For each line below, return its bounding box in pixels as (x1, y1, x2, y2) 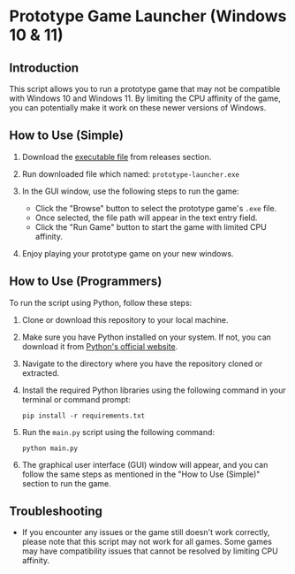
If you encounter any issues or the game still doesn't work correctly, (21, 527, 270, 538)
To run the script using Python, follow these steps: (9, 297, 193, 308)
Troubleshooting (9, 504, 103, 519)
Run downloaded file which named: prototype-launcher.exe (21, 168, 240, 179)
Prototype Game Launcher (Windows (9, 6, 287, 27)
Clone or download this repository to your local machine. (21, 314, 229, 325)
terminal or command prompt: (21, 394, 131, 404)
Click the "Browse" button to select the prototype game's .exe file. (34, 203, 277, 213)
